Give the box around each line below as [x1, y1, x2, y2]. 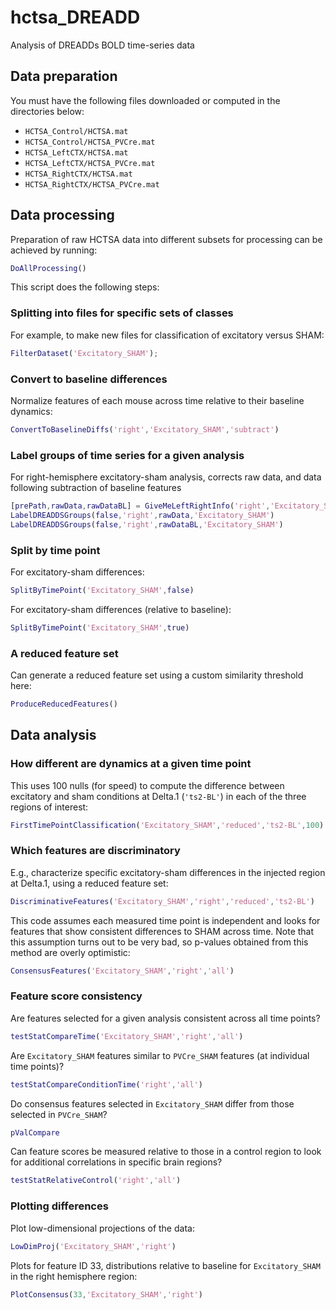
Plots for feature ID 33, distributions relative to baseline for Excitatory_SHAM [10, 1259, 322, 1271]
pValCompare [10, 1127, 60, 1138]
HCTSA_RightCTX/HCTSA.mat [24, 169, 133, 179]
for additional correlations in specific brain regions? [10, 1156, 223, 1168]
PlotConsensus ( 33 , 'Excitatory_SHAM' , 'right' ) [10, 1289, 203, 1300]
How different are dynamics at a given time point [10, 757, 252, 771]
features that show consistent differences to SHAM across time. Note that [10, 925, 315, 937]
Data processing [10, 207, 115, 224]
